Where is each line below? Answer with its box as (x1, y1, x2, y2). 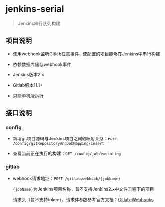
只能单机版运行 (12, 93, 44, 99)
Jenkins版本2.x (12, 71, 44, 77)
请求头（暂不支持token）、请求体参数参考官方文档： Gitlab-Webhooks (12, 196, 154, 202)
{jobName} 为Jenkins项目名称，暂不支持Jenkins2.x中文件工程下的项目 (12, 186, 154, 192)
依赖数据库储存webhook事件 (12, 61, 72, 67)
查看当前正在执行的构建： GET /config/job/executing (12, 150, 121, 157)
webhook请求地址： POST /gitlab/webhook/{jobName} (12, 175, 121, 181)
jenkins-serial (5, 3, 64, 15)
